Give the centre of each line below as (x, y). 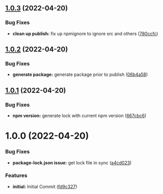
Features (16, 175)
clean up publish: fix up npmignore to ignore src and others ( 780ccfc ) (85, 33)
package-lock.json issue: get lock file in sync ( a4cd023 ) (72, 162)
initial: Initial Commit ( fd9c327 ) (45, 186)
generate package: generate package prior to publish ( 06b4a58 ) (80, 74)
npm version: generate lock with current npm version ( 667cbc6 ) (79, 116)
